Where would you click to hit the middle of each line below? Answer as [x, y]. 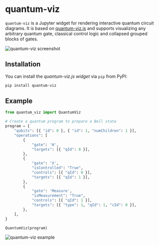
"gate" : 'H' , [45, 145]
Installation [23, 64]
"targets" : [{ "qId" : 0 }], [61, 149]
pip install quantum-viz [31, 85]
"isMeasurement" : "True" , [58, 196]
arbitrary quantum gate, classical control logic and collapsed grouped [76, 33]
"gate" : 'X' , [45, 163]
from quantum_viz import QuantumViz [43, 113]
